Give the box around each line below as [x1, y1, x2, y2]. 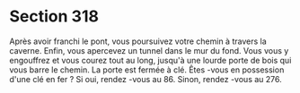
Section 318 [9, 6, 99, 27]
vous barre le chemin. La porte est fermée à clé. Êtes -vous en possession [9, 64, 285, 75]
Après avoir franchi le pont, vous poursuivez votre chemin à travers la [9, 36, 267, 46]
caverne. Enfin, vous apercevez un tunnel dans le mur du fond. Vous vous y [9, 45, 289, 55]
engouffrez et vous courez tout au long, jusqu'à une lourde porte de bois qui [9, 55, 292, 65]
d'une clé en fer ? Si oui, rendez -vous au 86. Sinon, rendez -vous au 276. [9, 73, 283, 84]
